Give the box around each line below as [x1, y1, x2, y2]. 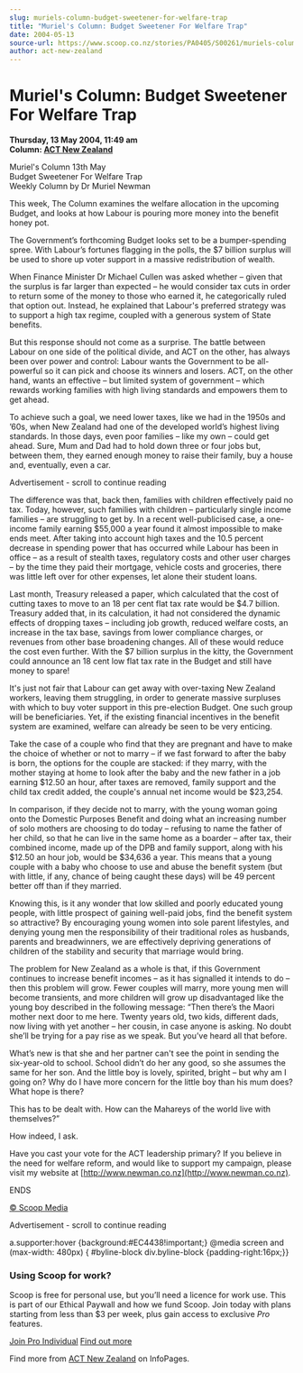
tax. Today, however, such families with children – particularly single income [9, 504, 291, 515]
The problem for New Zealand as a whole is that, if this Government [9, 964, 262, 975]
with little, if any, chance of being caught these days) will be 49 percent [9, 871, 276, 882]
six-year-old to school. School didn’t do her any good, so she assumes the [9, 1057, 287, 1068]
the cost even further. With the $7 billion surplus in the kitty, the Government [9, 646, 294, 657]
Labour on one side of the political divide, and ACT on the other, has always [9, 346, 290, 357]
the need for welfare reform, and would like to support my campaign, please [9, 1158, 292, 1168]
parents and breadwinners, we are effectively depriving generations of [9, 937, 272, 947]
